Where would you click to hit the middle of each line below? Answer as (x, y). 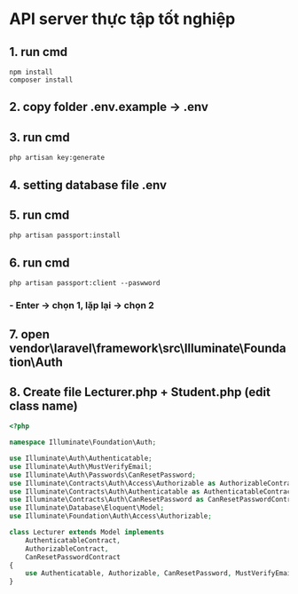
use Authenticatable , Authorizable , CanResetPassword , (129, 574)
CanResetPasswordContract (73, 557)
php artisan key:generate (57, 158)
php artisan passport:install (65, 235)
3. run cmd (39, 137)
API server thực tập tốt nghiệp (122, 19)
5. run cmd (39, 214)
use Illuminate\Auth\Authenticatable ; (81, 459)
